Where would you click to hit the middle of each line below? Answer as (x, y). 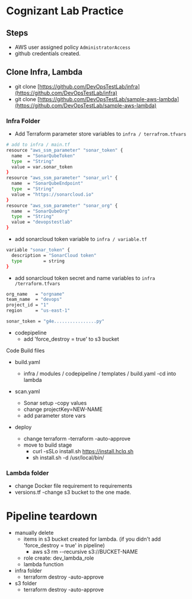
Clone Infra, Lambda (44, 72)
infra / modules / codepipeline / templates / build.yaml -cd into (100, 374)
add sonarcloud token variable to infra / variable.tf (81, 239)
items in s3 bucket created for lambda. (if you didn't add (92, 539)
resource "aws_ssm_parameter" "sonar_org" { (62, 206)
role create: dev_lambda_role (59, 558)
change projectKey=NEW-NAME (63, 409)
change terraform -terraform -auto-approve (77, 438)
